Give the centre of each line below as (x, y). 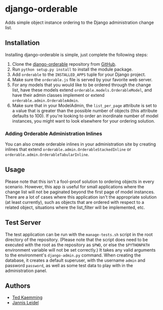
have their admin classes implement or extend (58, 95)
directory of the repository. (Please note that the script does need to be (77, 239)
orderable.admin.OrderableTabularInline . (47, 155)
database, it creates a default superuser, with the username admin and (75, 260)
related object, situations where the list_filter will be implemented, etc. (75, 207)
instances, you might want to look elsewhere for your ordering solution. (83, 121)
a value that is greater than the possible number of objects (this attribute (85, 110)
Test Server (23, 223)
